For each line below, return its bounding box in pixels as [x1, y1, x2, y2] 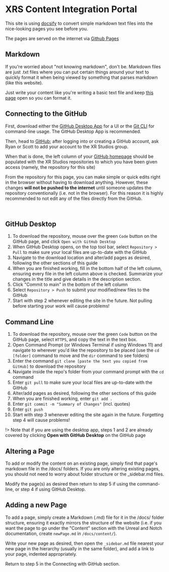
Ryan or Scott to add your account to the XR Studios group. [5, 143, 129, 150]
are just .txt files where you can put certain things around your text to [5, 69, 149, 75]
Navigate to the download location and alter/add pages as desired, [12, 254, 151, 261]
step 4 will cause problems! [12, 417, 70, 423]
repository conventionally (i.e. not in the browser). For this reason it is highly [5, 190, 163, 196]
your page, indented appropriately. [5, 551, 77, 557]
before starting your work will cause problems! [12, 303, 110, 309]
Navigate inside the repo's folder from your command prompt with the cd [12, 369, 164, 375]
